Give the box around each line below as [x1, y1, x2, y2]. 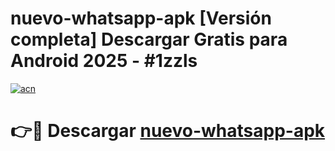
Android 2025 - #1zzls [10, 50, 198, 72]
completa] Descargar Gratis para [10, 28, 288, 51]
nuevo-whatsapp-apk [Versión [10, 7, 272, 30]
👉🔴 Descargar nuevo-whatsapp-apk [10, 120, 326, 142]
